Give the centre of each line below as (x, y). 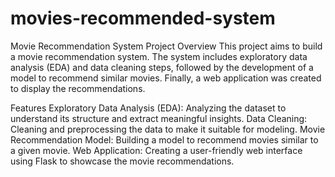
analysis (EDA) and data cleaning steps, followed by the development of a (162, 67)
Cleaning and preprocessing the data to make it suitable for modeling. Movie (168, 129)
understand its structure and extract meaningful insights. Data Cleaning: (159, 118)
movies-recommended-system (143, 18)
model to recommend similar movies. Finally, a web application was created (166, 78)
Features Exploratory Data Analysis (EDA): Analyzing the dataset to (148, 108)
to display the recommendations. (78, 88)
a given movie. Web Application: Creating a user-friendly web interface (156, 150)
